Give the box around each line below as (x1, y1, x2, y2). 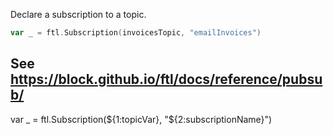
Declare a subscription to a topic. (10, 9, 147, 20)
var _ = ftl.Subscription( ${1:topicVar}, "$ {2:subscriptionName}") (10, 113, 273, 125)
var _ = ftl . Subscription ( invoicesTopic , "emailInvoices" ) (10, 28, 262, 38)
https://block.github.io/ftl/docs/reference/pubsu (10, 71, 323, 88)
